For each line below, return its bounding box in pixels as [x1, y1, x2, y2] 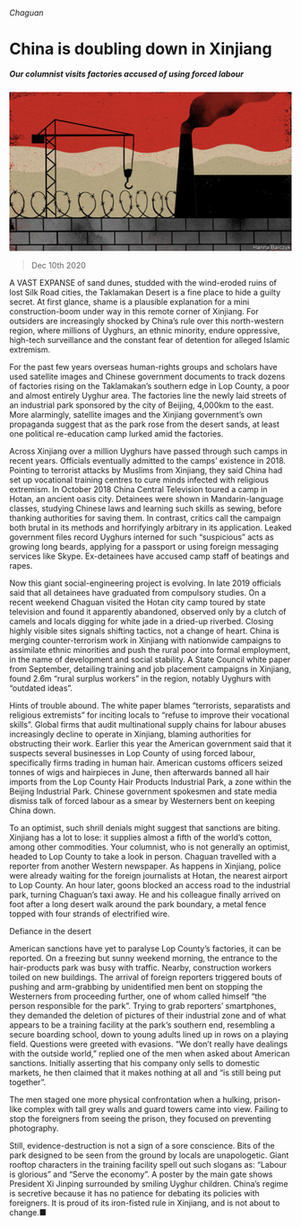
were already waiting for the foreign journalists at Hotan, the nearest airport [9, 870, 288, 881]
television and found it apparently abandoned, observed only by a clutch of [9, 606, 287, 617]
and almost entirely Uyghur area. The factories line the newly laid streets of [9, 391, 287, 402]
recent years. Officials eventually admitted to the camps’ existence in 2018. [9, 455, 287, 466]
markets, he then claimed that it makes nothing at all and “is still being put [9, 1067, 281, 1078]
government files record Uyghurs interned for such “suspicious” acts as [9, 532, 275, 543]
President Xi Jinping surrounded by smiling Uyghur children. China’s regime [9, 1178, 288, 1189]
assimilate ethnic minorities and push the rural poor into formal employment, [9, 645, 291, 656]
